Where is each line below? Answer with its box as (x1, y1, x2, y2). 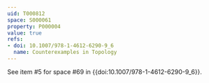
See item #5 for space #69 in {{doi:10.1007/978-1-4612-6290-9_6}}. (7, 67, 203, 76)
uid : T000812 (7, 10, 45, 17)
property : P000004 (7, 23, 61, 30)
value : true (7, 29, 42, 37)
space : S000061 (7, 17, 52, 24)
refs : (7, 36, 23, 43)
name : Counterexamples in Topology (13, 49, 117, 56)
